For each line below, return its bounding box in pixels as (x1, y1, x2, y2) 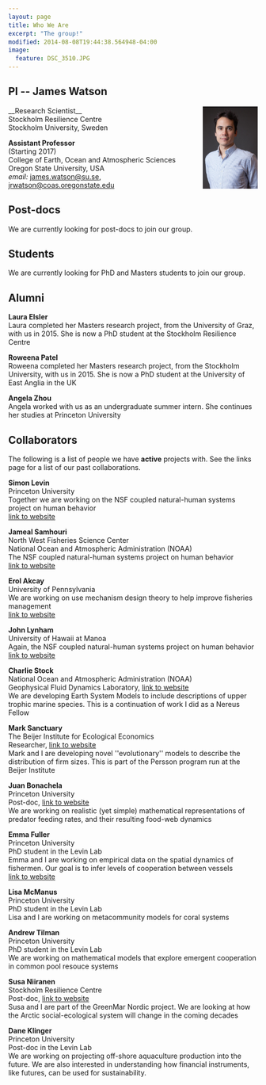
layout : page (8, 13, 51, 21)
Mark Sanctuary (8, 724, 63, 733)
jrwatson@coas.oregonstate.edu (8, 180, 115, 189)
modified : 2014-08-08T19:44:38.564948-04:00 (8, 38, 158, 46)
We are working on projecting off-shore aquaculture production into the (8, 1051, 241, 1061)
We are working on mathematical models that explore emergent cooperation (8, 953, 257, 963)
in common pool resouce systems (8, 961, 119, 971)
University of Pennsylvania (8, 585, 96, 594)
